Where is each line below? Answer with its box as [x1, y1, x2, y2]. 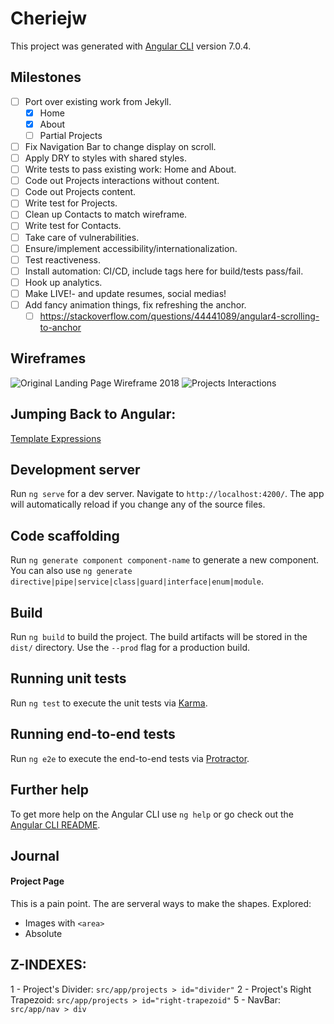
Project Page [10, 875, 65, 887]
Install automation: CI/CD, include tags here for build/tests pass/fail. [24, 265, 304, 277]
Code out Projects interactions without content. [24, 175, 220, 187]
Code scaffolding [10, 527, 120, 544]
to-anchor [39, 322, 82, 333]
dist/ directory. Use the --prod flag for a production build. [10, 642, 250, 654]
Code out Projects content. [24, 186, 137, 198]
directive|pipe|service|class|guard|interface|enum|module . [10, 575, 264, 587]
